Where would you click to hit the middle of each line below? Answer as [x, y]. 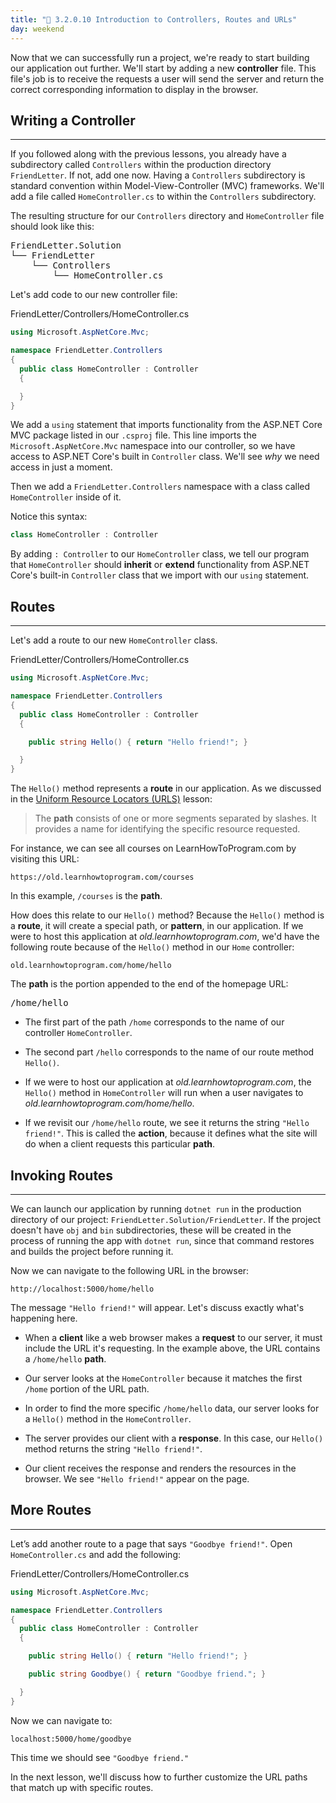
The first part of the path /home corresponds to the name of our [154, 1022]
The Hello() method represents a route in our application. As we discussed [166, 788]
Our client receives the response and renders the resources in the [160, 1468]
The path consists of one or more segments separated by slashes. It [175, 818]
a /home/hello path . [65, 1358]
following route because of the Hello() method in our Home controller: [152, 947]
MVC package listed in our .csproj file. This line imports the [133, 435]
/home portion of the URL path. [87, 1388]
